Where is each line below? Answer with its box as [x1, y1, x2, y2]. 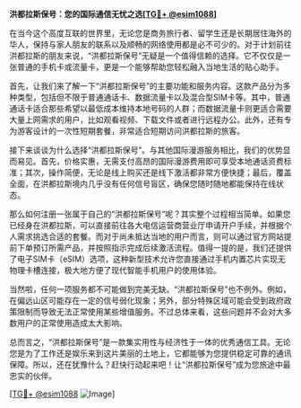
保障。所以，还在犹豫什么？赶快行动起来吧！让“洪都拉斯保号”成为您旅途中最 [9, 359, 291, 369]
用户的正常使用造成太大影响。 [16, 318, 127, 328]
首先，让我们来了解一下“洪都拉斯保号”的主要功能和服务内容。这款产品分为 [9, 81, 284, 91]
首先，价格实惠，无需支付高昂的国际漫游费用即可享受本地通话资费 [39, 156, 284, 166]
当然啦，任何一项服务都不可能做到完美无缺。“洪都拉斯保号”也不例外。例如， [9, 284, 291, 295]
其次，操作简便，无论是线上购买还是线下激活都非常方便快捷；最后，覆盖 [24, 167, 292, 178]
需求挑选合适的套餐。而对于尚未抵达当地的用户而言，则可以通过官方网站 [16, 231, 284, 242]
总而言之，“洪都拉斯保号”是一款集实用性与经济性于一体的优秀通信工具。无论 [9, 337, 291, 347]
